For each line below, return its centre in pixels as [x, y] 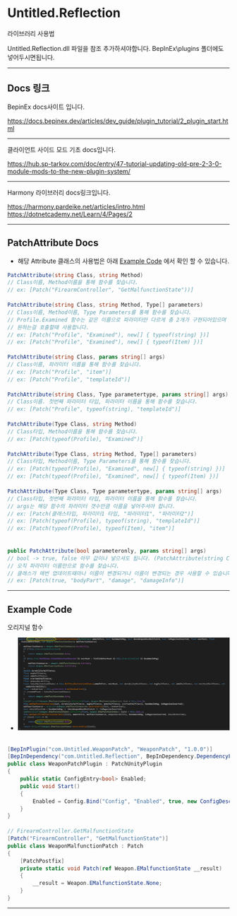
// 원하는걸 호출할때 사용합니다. [48, 327]
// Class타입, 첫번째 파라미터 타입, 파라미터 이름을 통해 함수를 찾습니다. [103, 499]
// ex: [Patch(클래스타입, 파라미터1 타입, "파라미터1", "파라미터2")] [101, 514]
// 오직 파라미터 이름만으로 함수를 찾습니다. [63, 566]
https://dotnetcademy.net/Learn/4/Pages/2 [70, 214]
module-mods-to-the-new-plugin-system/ [69, 171]
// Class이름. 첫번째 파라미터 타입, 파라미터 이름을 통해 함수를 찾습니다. [103, 402]
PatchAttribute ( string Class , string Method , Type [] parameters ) [105, 305]
